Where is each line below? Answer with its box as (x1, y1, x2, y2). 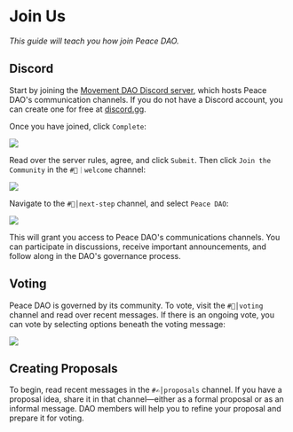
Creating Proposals (9, 361, 118, 376)
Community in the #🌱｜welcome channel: (9, 164, 146, 175)
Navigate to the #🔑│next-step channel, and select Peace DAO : (9, 198, 229, 208)
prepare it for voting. (9, 412, 84, 423)
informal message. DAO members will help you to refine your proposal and (9, 404, 281, 414)
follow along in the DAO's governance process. (9, 250, 181, 261)
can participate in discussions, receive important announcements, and (9, 241, 266, 252)
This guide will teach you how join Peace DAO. (9, 35, 179, 46)
